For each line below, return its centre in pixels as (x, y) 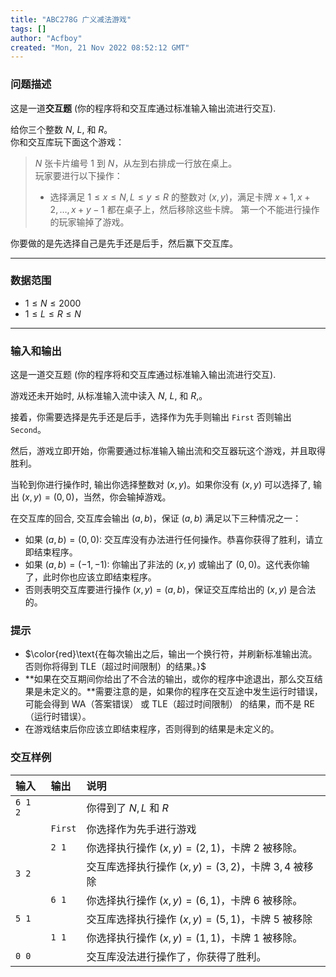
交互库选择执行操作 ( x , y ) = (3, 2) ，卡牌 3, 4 (189, 866)
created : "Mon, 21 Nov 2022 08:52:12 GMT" (100, 47)
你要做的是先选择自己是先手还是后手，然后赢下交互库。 (124, 243)
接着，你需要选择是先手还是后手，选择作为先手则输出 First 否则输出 (151, 417)
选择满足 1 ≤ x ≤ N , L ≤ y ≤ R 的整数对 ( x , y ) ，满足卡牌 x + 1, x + (180, 197)
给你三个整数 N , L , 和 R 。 (61, 129)
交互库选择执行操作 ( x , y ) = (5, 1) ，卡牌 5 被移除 (199, 919)
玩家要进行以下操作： (78, 175)
